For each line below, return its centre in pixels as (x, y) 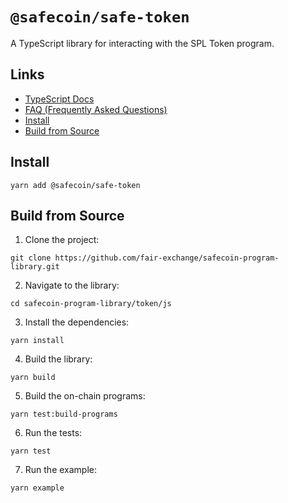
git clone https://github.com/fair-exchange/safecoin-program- (145, 258)
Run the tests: (53, 433)
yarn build (33, 378)
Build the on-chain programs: (85, 396)
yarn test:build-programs (64, 414)
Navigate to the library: (72, 285)
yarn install (37, 341)
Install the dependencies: (77, 322)
